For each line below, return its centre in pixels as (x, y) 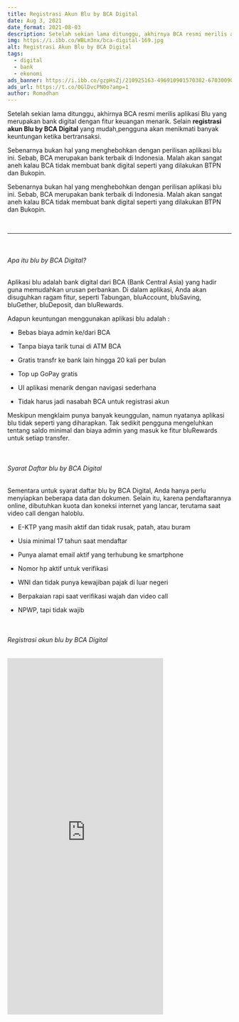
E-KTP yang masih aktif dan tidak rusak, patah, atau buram (104, 527)
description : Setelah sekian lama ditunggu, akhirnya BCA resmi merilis (117, 34)
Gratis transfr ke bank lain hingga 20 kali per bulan (92, 360)
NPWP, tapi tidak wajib (51, 609)
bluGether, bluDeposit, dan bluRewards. (65, 305)
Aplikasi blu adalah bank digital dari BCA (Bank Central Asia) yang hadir (112, 282)
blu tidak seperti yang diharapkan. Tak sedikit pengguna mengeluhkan (110, 423)
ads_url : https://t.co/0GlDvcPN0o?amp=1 (68, 87)
